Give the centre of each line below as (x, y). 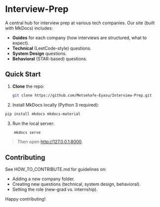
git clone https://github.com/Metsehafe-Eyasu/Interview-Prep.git (82, 95)
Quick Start (23, 75)
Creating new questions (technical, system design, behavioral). (76, 184)
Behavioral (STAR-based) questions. (50, 58)
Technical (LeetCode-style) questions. (52, 48)
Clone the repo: (28, 86)
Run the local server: (33, 123)
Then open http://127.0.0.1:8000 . (50, 142)
